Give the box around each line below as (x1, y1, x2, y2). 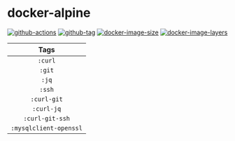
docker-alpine (7, 5, 91, 21)
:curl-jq (32, 105, 62, 113)
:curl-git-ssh (23, 114, 71, 122)
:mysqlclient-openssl (10, 124, 83, 132)
